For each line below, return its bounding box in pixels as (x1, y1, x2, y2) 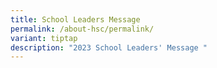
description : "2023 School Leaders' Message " (10, 42, 208, 53)
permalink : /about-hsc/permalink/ (10, 24, 155, 34)
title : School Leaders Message (10, 14, 141, 25)
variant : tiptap (10, 33, 78, 43)
